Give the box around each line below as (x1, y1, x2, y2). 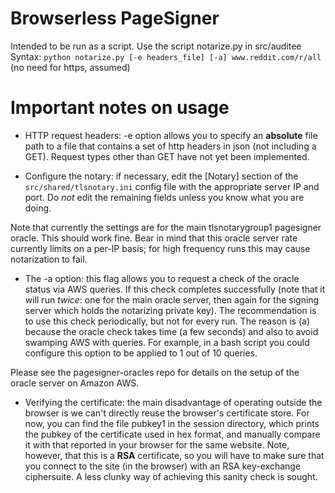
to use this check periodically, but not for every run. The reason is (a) (24, 315, 310, 327)
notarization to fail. (10, 253, 88, 265)
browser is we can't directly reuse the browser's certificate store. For (24, 407, 310, 419)
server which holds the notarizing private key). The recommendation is (24, 304, 317, 316)
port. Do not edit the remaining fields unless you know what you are (24, 191, 305, 203)
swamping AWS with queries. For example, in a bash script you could (24, 336, 310, 348)
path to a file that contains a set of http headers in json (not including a (24, 140, 317, 152)
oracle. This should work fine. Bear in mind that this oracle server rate (10, 232, 298, 244)
